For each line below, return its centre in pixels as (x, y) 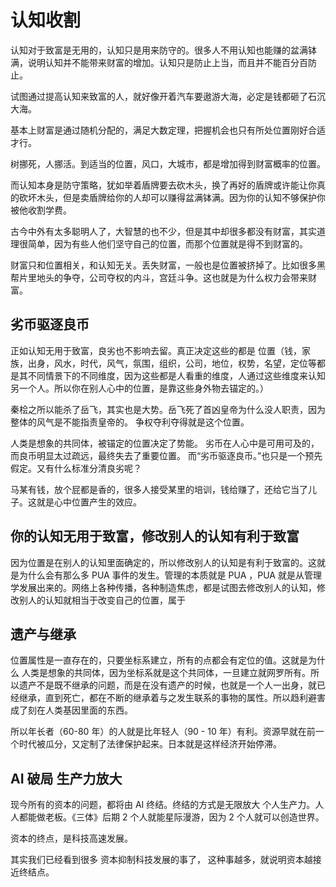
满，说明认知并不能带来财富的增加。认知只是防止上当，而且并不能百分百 (159, 62)
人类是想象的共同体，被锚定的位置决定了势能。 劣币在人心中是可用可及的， (165, 443)
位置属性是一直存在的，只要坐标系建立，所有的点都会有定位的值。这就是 (159, 660)
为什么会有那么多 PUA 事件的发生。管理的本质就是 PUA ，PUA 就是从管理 (170, 575)
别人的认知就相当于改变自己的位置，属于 (102, 600)
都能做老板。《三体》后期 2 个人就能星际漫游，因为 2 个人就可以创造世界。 (171, 817)
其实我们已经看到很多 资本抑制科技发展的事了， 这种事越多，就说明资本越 (161, 860)
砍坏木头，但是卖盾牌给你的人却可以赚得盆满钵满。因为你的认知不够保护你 (172, 197)
